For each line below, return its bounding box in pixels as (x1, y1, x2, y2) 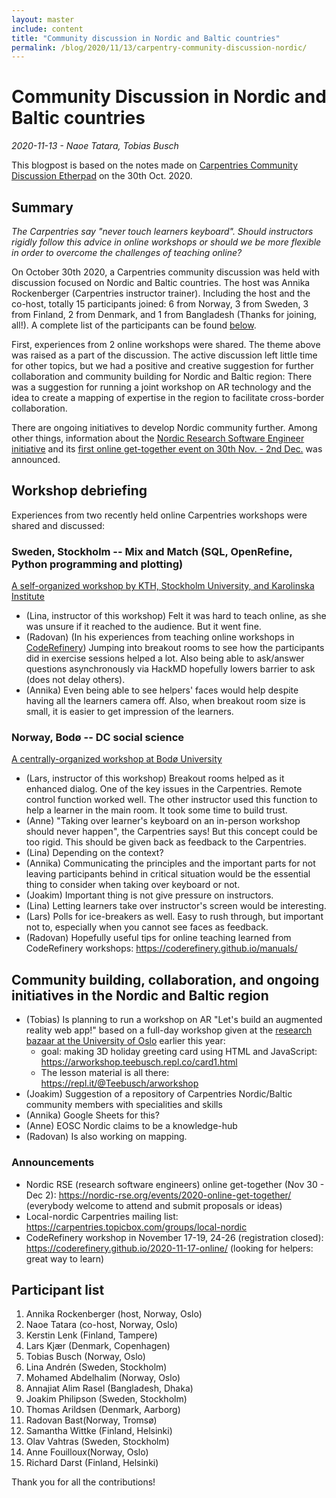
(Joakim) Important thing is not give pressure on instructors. (25, 889, 274, 901)
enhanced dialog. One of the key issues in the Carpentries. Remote (25, 783, 303, 795)
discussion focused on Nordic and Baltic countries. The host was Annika (11, 277, 311, 288)
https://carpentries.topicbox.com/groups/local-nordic (25, 1221, 248, 1233)
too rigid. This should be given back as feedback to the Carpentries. (25, 836, 307, 848)
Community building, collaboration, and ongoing (11, 971, 320, 988)
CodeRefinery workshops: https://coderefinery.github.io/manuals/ (25, 942, 298, 955)
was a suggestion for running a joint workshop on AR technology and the (11, 381, 312, 393)
